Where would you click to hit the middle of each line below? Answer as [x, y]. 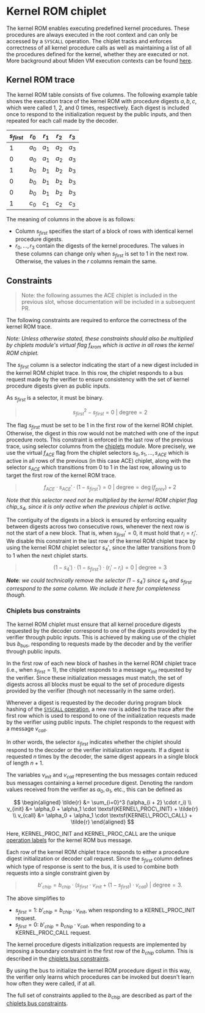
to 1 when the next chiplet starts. [47, 555]
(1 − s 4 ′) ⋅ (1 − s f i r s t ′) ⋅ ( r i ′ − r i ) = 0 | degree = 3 [110, 568]
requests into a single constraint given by [58, 873]
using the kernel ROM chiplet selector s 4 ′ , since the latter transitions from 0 [101, 548]
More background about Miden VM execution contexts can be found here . [99, 61]
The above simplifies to [36, 898]
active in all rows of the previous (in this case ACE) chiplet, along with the [99, 460]
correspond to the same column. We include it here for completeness [93, 589]
